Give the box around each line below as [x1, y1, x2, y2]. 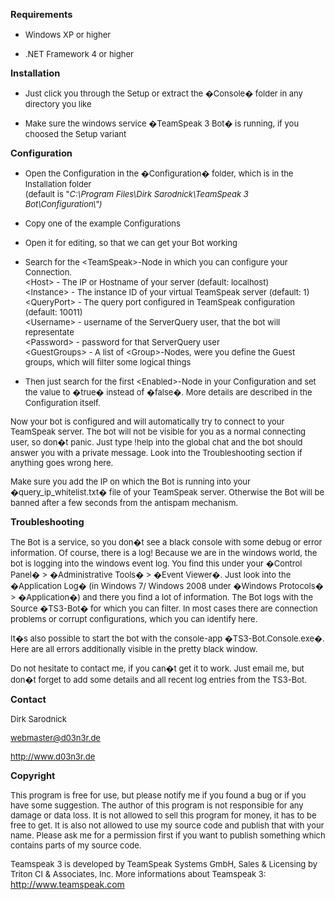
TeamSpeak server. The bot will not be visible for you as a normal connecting [10, 426, 307, 437]
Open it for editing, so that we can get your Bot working [24, 237, 238, 248]
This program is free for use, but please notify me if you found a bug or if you [10, 790, 307, 801]
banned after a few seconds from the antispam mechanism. [10, 497, 239, 508]
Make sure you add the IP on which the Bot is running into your [10, 476, 251, 487]
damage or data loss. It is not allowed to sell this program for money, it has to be [10, 810, 317, 821]
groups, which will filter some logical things [24, 357, 192, 368]
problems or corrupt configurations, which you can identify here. [10, 614, 258, 624]
